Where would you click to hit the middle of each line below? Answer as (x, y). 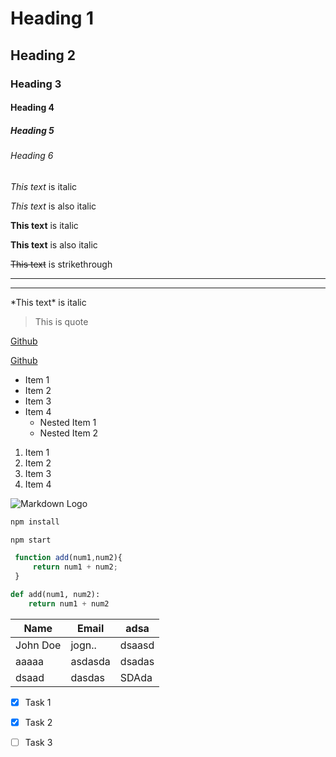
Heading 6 (32, 156)
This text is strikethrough (61, 264)
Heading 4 (32, 108)
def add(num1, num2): (55, 595)
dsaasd (137, 645)
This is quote (61, 321)
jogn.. (83, 645)
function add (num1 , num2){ (68, 558)
